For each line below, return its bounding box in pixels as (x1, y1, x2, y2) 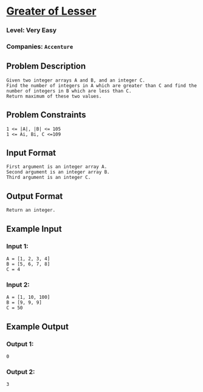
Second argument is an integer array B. (6, 169, 111, 175)
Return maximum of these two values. (6, 93, 102, 99)
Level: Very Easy (6, 26, 57, 35)
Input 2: (6, 280, 30, 289)
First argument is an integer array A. (6, 164, 108, 170)
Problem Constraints (6, 110, 86, 120)
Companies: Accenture (6, 43, 74, 51)
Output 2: (6, 367, 35, 376)
